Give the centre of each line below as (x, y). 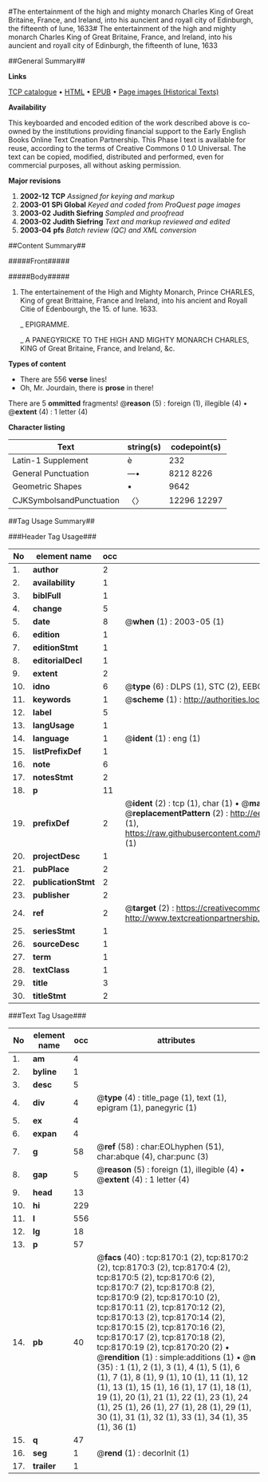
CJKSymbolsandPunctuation (66, 500)
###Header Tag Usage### (53, 537)
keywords (52, 699)
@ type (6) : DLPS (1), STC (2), (183, 686)
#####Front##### (39, 261)
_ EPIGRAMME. (45, 324)
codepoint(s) (196, 447)
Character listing (37, 427)
